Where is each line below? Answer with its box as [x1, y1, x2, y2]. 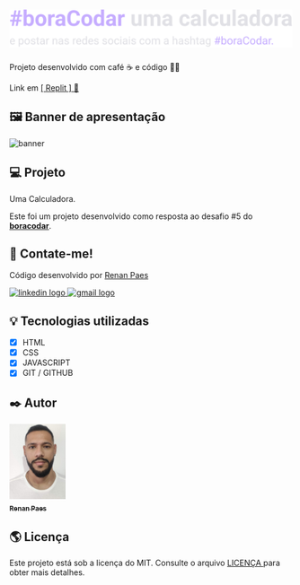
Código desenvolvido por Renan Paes [9, 270, 149, 281]
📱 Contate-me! [9, 246, 93, 261]
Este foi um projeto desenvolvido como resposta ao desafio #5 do [9, 211, 253, 222]
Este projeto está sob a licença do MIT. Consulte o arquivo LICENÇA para [9, 557, 280, 569]
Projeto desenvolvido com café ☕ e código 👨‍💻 [9, 61, 181, 72]
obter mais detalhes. [9, 567, 85, 578]
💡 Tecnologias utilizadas [9, 313, 150, 328]
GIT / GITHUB [22, 368, 74, 379]
